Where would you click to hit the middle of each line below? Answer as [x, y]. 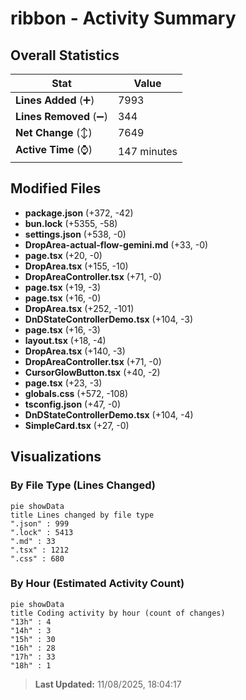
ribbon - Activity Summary [123, 18]
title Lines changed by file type [82, 515]
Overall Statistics [65, 55]
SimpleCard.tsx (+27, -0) [77, 425]
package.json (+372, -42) [79, 213]
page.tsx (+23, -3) [63, 383]
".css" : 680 [37, 558]
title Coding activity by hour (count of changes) [118, 613]
